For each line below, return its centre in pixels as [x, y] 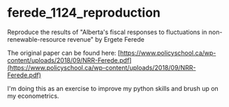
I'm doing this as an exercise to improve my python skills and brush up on [113, 88]
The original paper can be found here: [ [64, 53]
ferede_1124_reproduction [84, 13]
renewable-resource [37, 39]
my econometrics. [33, 96]
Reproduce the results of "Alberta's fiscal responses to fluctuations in [107, 32]
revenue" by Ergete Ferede [106, 39]
